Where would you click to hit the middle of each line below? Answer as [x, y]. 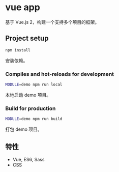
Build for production [31, 108]
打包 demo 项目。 [24, 129]
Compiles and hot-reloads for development [60, 74]
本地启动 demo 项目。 [28, 95]
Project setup [27, 38]
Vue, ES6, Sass [28, 159]
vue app [23, 7]
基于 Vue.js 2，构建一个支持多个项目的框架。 [52, 22]
